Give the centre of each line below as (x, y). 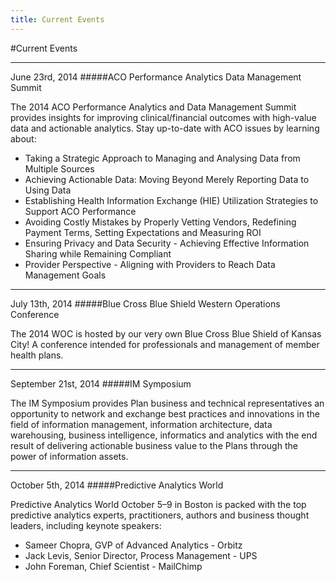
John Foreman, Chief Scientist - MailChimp (113, 566)
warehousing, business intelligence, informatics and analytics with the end (164, 435)
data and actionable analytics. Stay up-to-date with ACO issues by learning (165, 128)
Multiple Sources (59, 168)
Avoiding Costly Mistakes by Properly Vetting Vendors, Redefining (160, 222)
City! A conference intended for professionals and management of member (165, 344)
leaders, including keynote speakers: (86, 525)
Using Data (48, 190)
